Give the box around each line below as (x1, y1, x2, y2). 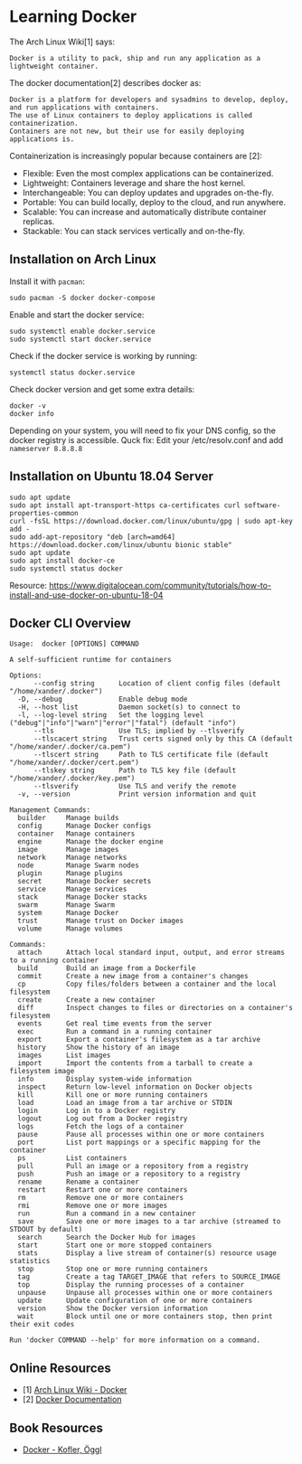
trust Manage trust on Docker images (17, 916, 184, 926)
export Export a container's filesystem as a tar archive (17, 1035, 260, 1044)
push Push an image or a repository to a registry (17, 1169, 241, 1179)
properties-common (9, 508, 79, 517)
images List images (17, 1051, 111, 1060)
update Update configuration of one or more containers (17, 1296, 253, 1306)
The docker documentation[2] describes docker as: (9, 77, 202, 88)
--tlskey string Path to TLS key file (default (33, 766, 237, 775)
